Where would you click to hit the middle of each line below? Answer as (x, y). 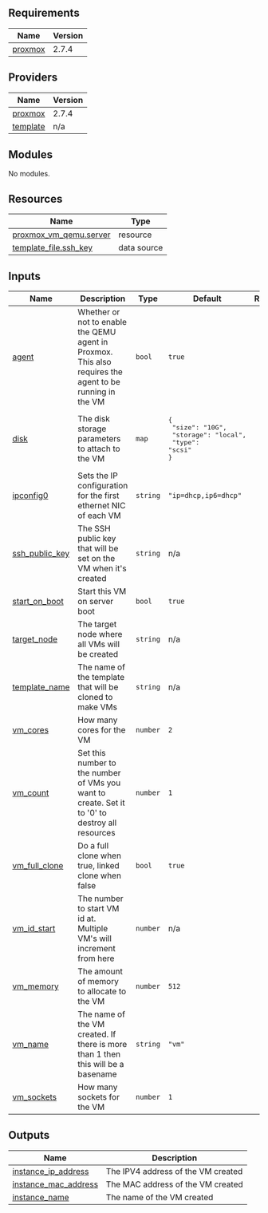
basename (97, 1074)
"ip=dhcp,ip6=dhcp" (205, 496)
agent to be (99, 382)
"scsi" (180, 450)
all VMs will (99, 644)
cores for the (102, 730)
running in (97, 392)
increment (97, 949)
